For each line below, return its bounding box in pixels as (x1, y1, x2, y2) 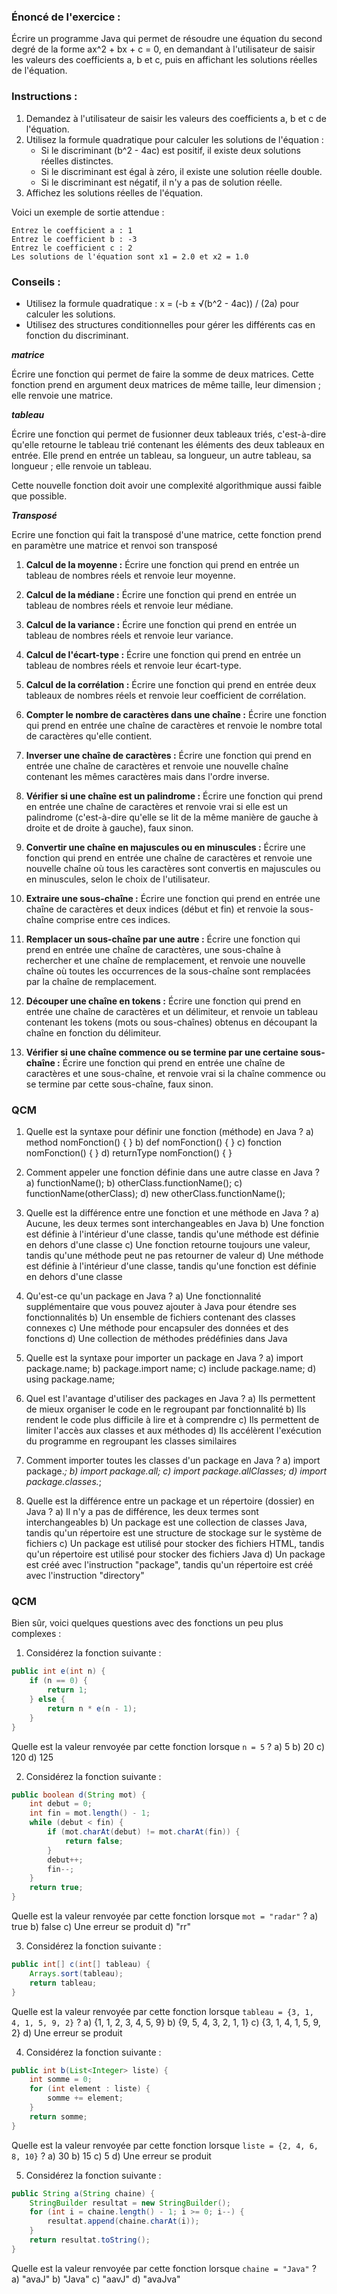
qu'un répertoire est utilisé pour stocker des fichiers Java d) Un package (25, 1548, 326, 1560)
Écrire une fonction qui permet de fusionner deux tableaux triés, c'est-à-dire (11, 428, 327, 440)
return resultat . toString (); (29, 2235, 151, 2245)
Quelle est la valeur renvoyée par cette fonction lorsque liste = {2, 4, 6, (11, 2139, 319, 2151)
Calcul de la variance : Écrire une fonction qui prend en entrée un (25, 618, 298, 630)
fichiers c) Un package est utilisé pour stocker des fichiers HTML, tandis (25, 1538, 325, 1550)
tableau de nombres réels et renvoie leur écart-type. (25, 659, 242, 671)
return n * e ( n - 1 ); (47, 1703, 138, 1714)
